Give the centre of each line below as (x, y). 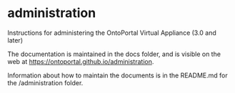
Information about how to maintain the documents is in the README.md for (117, 75)
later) (15, 40)
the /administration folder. (45, 82)
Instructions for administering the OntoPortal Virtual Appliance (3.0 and (112, 33)
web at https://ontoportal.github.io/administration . (81, 61)
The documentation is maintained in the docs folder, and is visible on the (114, 54)
